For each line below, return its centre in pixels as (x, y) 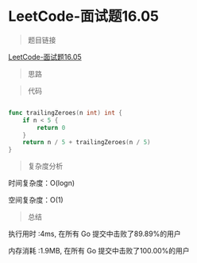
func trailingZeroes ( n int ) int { (66, 112)
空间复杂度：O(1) (36, 200)
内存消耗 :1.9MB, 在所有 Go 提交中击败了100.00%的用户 (99, 251)
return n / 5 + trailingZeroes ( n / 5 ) (87, 143)
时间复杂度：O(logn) (42, 183)
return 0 (51, 128)
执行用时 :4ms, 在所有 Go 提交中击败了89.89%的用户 (95, 234)
